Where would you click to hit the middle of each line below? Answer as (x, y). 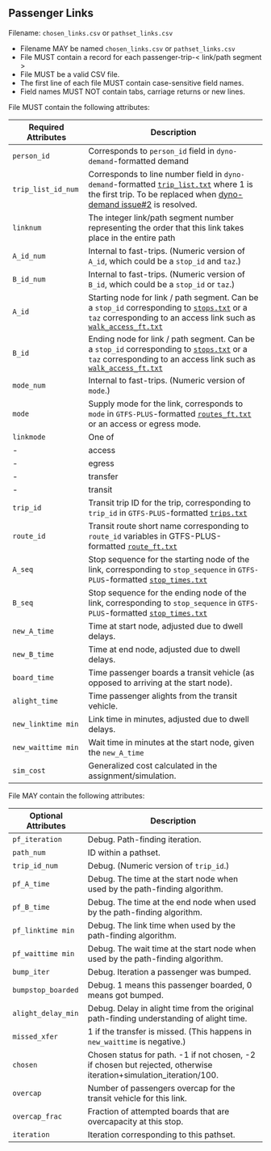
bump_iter (31, 971)
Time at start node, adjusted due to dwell (166, 626)
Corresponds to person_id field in (152, 150)
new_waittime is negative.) (137, 1041)
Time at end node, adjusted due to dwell (164, 649)
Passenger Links (51, 13)
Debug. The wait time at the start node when (172, 948)
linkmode (29, 437)
